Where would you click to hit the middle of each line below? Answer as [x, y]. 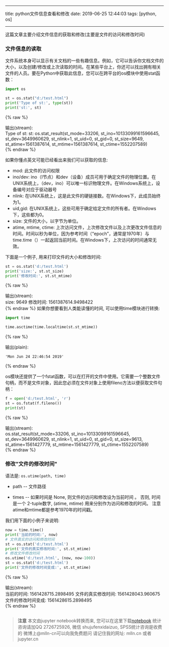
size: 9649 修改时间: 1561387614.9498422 [49, 302]
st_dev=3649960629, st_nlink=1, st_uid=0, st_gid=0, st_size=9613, [74, 439]
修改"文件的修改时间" [31, 463]
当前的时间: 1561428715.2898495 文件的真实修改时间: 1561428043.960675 [83, 594]
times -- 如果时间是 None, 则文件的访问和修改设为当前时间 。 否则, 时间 [87, 497]
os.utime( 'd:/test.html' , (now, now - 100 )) [50, 558]
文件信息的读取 [23, 48]
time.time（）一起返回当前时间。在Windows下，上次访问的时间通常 [82, 240]
